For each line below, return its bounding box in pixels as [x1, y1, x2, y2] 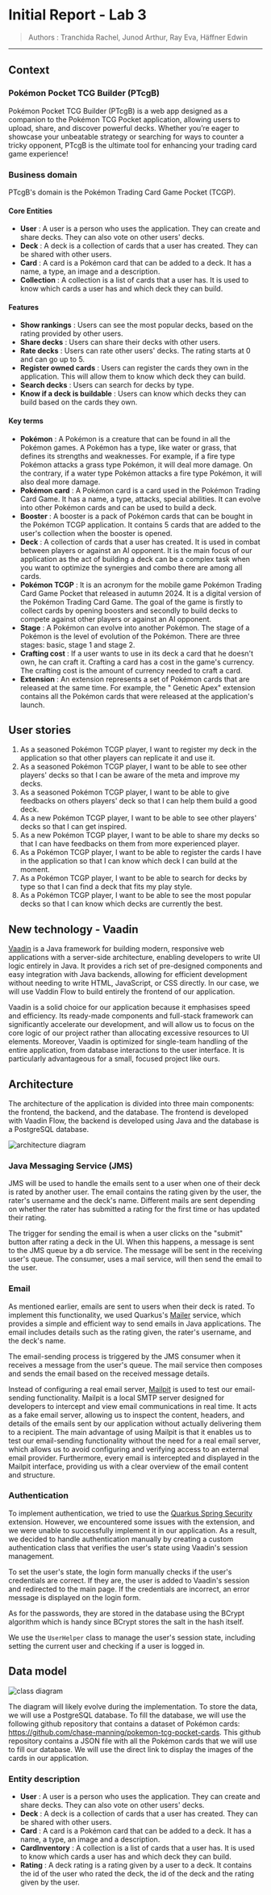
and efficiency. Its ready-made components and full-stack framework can [8, 1011, 254, 1021]
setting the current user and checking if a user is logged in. [8, 1641, 205, 1650]
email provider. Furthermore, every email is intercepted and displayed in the [8, 1453, 260, 1462]
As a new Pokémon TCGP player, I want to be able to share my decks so [19, 830, 260, 841]
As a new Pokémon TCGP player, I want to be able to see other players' [19, 813, 257, 823]
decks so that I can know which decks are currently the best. [19, 899, 223, 909]
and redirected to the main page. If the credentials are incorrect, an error [8, 1584, 250, 1594]
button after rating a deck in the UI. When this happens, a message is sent [8, 1237, 255, 1247]
